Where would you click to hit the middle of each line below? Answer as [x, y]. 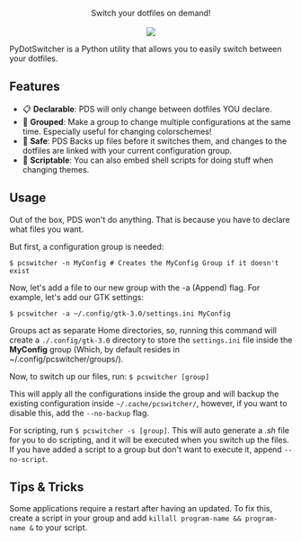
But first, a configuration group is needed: [87, 246]
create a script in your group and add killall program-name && [125, 518]
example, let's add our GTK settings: [76, 297]
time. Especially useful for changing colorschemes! [117, 131]
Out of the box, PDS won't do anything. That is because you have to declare [150, 219]
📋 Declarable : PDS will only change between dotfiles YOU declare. [147, 109]
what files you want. [46, 229]
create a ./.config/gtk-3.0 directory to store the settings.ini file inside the [151, 340]
